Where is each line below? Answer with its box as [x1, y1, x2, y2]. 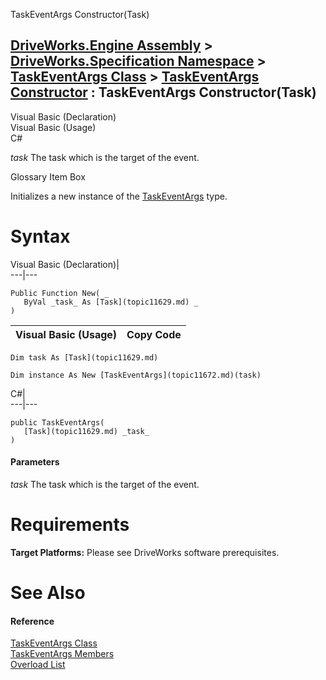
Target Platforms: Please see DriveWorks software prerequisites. [10, 546, 280, 558]
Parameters [10, 456, 60, 468]
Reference [10, 615, 55, 627]
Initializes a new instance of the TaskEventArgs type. [10, 190, 228, 202]
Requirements [10, 514, 130, 536]
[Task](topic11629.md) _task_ [23, 426, 150, 436]
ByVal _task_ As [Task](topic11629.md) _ [23, 297, 199, 307]
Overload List [10, 659, 66, 671]
